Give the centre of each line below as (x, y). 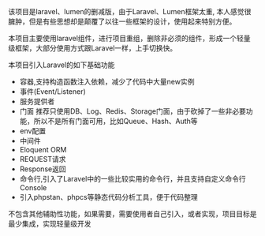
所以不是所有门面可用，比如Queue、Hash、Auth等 (116, 121)
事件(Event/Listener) (53, 92)
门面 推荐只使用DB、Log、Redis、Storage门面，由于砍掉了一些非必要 (132, 111)
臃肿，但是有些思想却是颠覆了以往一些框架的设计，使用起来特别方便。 (122, 21)
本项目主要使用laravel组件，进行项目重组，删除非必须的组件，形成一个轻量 (129, 38)
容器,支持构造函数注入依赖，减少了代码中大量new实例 (107, 82)
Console (33, 187)
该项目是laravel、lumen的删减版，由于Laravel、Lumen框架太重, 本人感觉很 (130, 11)
